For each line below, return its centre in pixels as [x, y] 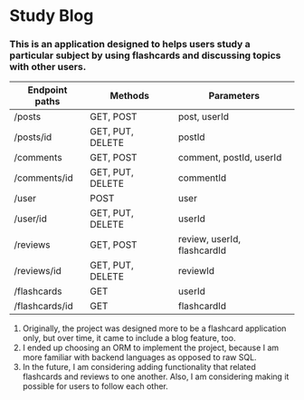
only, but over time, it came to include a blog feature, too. [129, 338]
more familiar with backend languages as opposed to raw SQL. [139, 357]
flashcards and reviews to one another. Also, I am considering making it [156, 376]
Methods [129, 96]
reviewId [196, 271]
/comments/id [44, 178]
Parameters [234, 96]
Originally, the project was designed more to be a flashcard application [154, 328]
